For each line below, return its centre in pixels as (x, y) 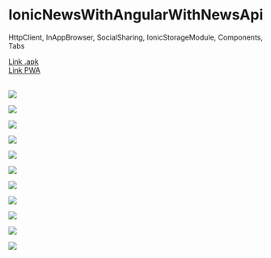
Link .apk (23, 61)
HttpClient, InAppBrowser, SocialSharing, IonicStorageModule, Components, (136, 37)
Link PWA (24, 70)
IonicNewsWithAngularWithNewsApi (136, 15)
